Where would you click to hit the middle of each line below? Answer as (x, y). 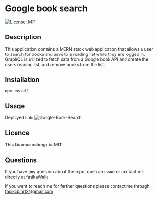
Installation (22, 80)
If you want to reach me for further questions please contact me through (77, 186)
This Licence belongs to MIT (33, 145)
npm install (17, 91)
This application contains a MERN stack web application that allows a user (79, 49)
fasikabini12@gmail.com (29, 191)
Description (23, 37)
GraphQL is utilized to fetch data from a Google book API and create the (77, 59)
